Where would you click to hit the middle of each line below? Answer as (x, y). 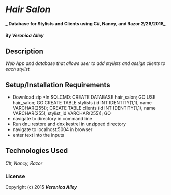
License (15, 176)
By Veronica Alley (25, 35)
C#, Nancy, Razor (24, 163)
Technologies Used (36, 151)
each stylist (17, 69)
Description (24, 51)
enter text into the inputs (38, 135)
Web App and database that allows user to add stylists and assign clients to (85, 63)
